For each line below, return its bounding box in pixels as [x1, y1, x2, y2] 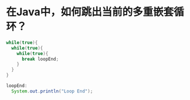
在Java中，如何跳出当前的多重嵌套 [6, 5, 174, 19]
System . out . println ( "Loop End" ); [11, 88, 93, 94]
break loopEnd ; [21, 56, 59, 62]
